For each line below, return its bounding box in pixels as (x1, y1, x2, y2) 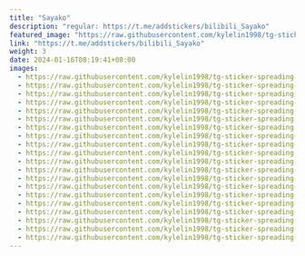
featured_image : (9, 30, 71, 39)
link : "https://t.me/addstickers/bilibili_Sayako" (9, 38, 205, 48)
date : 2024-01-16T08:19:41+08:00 (9, 55, 136, 64)
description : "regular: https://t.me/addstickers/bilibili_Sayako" (9, 22, 271, 31)
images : (9, 64, 39, 74)
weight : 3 (9, 47, 47, 56)
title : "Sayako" (9, 13, 71, 23)
